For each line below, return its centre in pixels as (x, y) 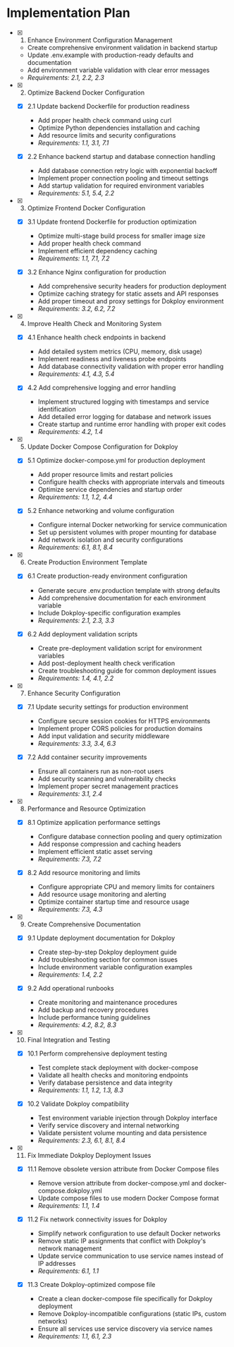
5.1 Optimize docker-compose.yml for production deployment (116, 461)
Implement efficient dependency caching (98, 251)
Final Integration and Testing (69, 1039)
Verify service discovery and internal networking (109, 1125)
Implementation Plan (69, 13)
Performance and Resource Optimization (86, 809)
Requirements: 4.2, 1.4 (70, 432)
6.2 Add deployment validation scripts (82, 634)
